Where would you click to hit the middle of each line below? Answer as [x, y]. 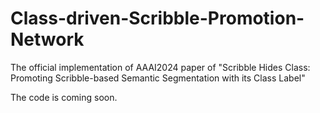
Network [47, 39]
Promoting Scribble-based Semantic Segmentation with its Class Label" [158, 78]
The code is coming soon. [64, 97]
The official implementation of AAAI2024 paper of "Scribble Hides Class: [160, 67]
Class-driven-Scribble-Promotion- [157, 18]
